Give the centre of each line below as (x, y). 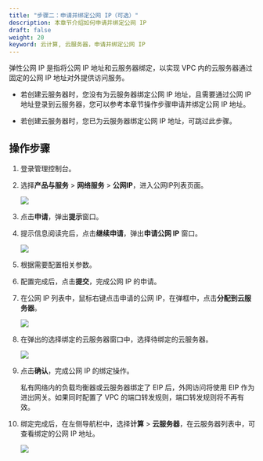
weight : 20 (27, 37)
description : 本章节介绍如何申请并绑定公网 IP (78, 23)
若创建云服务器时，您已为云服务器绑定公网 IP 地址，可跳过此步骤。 (128, 121)
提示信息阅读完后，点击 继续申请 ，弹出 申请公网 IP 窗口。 (111, 233)
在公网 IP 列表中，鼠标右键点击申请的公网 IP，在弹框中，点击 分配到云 (132, 298)
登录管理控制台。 (48, 168)
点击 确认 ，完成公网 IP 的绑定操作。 (77, 371)
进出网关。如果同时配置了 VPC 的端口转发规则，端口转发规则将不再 (129, 397)
